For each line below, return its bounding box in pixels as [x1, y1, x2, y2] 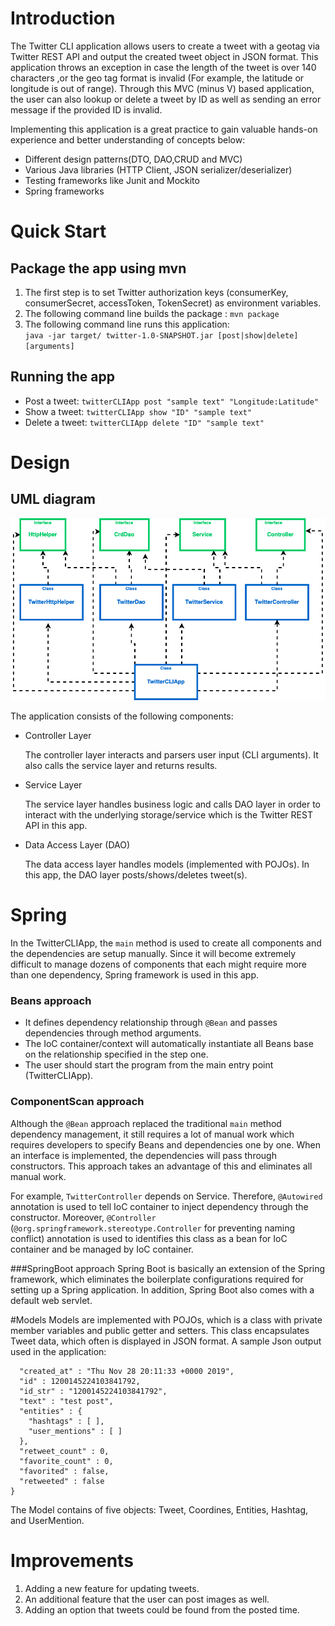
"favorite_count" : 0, [19, 1456, 114, 1466]
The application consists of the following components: [10, 710, 234, 722]
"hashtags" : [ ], [28, 1416, 105, 1426]
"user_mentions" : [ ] [28, 1426, 123, 1436]
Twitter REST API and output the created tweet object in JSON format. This [10, 50, 319, 62]
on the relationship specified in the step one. [24, 1048, 209, 1061]
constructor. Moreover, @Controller [10, 1211, 157, 1223]
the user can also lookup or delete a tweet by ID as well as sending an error [10, 93, 322, 105]
